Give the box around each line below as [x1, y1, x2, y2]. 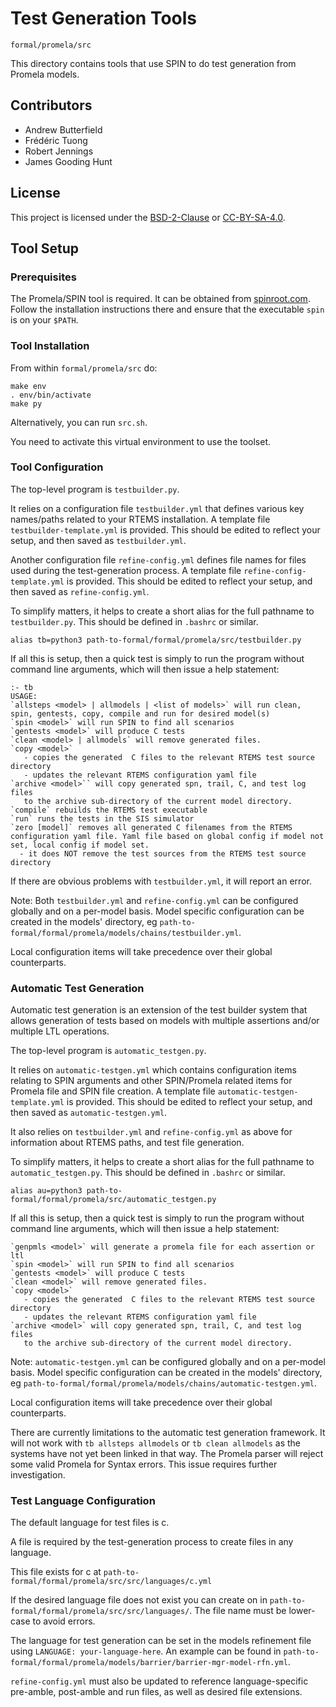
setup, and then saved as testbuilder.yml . [10, 534, 187, 546]
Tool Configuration [10, 460, 104, 474]
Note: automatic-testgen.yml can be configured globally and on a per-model [10, 1356, 326, 1368]
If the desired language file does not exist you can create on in [10, 1594, 268, 1606]
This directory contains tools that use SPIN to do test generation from [10, 57, 297, 69]
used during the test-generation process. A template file [10, 564, 242, 576]
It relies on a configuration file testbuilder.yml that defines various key [10, 502, 305, 514]
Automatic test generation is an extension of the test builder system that [10, 1004, 308, 1016]
